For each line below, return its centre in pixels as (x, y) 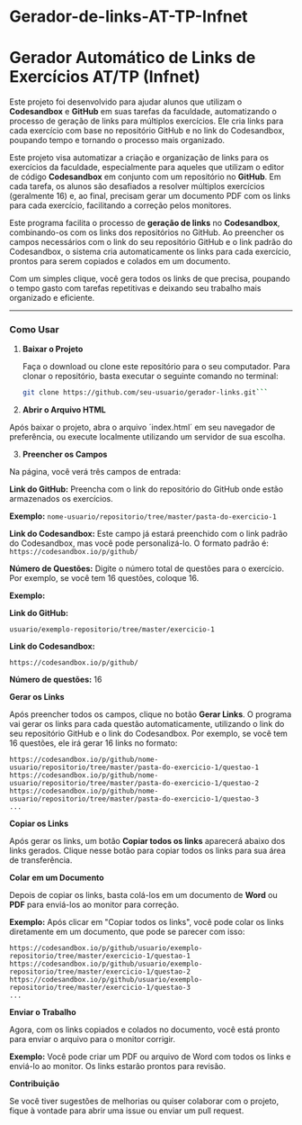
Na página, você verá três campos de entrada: (95, 472)
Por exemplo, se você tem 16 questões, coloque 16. (104, 578)
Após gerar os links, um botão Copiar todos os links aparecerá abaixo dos (147, 841)
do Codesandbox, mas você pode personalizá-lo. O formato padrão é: (139, 543)
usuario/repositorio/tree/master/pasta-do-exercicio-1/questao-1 (134, 767)
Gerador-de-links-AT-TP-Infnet (129, 17)
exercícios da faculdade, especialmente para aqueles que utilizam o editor (147, 168)
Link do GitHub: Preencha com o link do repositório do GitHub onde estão (147, 489)
